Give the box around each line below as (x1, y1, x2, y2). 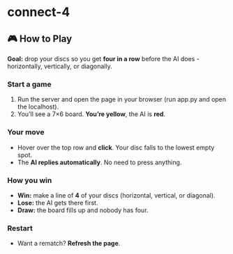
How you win (7, 175, 52, 185)
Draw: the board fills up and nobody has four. (17, 206, 149, 214)
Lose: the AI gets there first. (17, 198, 98, 207)
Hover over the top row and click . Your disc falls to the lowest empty (17, 143, 215, 152)
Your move (7, 127, 45, 137)
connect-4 (7, 4, 70, 20)
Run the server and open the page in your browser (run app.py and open (17, 95, 227, 104)
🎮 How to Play (7, 33, 73, 45)
